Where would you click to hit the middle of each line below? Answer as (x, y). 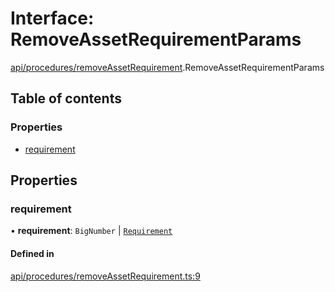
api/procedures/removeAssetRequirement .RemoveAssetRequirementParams (167, 67)
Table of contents (66, 98)
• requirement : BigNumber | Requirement (91, 231)
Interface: (52, 18)
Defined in (32, 253)
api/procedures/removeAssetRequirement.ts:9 (105, 276)
